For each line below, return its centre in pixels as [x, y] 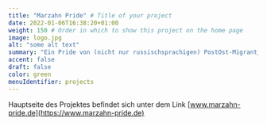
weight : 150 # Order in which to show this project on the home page [126, 30]
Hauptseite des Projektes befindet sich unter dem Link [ [99, 104]
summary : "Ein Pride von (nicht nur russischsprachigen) [104, 52]
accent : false [32, 60]
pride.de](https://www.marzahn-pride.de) [76, 112]
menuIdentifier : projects [51, 81]
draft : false [30, 67]
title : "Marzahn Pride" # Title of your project [90, 15]
